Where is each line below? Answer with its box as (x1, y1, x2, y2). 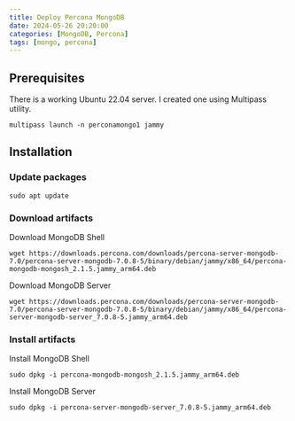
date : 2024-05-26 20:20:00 (9, 21, 109, 30)
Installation (9, 144, 73, 160)
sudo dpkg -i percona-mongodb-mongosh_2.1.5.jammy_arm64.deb (9, 370, 240, 379)
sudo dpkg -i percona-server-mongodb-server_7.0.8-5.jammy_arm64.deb (9, 403, 272, 412)
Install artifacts (9, 333, 76, 346)
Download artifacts (9, 212, 94, 224)
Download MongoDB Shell (9, 232, 105, 243)
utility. (9, 104, 32, 114)
